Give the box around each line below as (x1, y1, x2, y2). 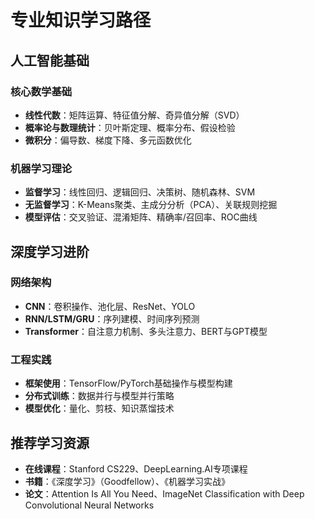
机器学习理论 (10, 161, 73, 175)
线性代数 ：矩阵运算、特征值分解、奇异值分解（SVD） (24, 109, 245, 121)
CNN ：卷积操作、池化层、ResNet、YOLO (24, 300, 196, 312)
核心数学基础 (10, 84, 73, 98)
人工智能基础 (10, 52, 90, 69)
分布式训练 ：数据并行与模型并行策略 (24, 390, 175, 402)
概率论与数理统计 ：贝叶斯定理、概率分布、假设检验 (24, 121, 236, 133)
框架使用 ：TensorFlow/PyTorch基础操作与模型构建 (24, 377, 233, 390)
